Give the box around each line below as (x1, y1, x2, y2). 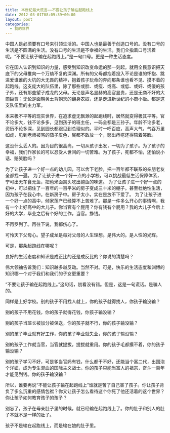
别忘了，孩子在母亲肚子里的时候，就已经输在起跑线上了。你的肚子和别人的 (5, 406, 160, 412)
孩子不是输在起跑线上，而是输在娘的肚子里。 (5, 422, 99, 428)
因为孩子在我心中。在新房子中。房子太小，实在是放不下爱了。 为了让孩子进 (5, 191, 162, 198)
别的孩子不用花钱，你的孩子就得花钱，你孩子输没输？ (5, 309, 116, 316)
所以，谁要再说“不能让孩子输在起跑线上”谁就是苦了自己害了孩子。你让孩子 (5, 382, 160, 388)
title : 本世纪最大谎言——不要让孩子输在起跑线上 (5, 7, 94, 13)
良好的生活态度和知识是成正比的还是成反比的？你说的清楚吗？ (5, 254, 134, 260)
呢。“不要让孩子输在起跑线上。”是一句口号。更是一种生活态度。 (5, 54, 136, 60)
